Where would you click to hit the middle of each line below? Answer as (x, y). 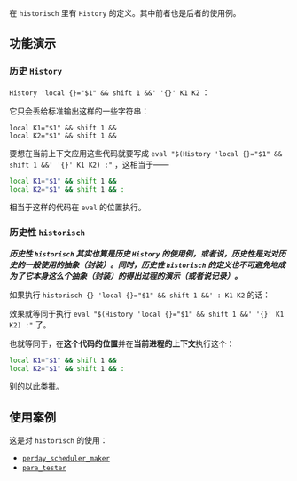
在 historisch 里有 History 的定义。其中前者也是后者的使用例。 (125, 13)
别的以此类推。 (36, 386)
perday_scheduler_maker (66, 459)
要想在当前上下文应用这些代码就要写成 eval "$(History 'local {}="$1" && (146, 153)
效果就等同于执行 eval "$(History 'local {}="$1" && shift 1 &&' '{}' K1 (147, 313)
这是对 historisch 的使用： (59, 440)
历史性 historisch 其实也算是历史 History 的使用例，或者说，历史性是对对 (144, 253)
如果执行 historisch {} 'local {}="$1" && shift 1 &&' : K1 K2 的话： (140, 295)
